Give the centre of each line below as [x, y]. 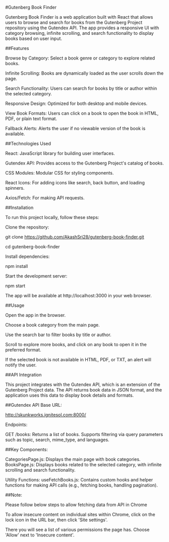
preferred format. [23, 350]
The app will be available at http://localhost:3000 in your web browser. [79, 295]
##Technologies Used [28, 144]
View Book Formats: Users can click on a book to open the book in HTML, [82, 113]
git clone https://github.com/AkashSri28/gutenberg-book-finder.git [75, 237]
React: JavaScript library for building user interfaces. [60, 153]
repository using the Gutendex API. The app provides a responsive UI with [82, 28]
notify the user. [21, 365]
